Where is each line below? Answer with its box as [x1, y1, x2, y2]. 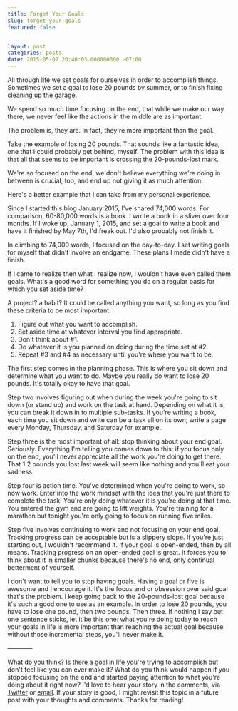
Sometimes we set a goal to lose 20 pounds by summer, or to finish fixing [7, 83, 223, 91]
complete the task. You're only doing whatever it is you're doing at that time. [7, 496, 232, 505]
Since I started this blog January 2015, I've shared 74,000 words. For [7, 204, 209, 213]
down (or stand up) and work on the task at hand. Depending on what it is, [7, 401, 226, 409]
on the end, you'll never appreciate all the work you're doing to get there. [7, 452, 222, 461]
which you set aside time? [7, 285, 84, 293]
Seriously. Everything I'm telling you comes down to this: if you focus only [7, 445, 224, 453]
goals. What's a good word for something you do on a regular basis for [7, 277, 215, 285]
